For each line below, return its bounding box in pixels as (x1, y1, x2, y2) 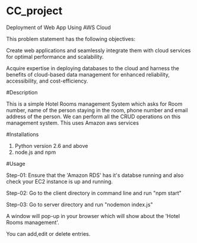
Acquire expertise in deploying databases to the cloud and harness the (6, 64, 179, 72)
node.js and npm (14, 149, 56, 156)
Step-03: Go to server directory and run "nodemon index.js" (6, 201, 153, 208)
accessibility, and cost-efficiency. (6, 77, 88, 84)
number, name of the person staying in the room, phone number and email (6, 106, 188, 113)
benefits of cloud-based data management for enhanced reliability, (6, 71, 170, 78)
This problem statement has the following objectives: (6, 35, 135, 42)
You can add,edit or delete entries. (6, 230, 91, 237)
